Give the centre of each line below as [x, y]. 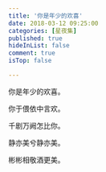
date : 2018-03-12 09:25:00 [53, 23]
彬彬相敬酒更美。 [37, 160]
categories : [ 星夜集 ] [43, 31]
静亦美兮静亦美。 [37, 142]
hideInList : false [39, 46]
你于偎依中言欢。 [37, 109]
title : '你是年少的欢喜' [45, 16]
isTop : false [30, 61]
